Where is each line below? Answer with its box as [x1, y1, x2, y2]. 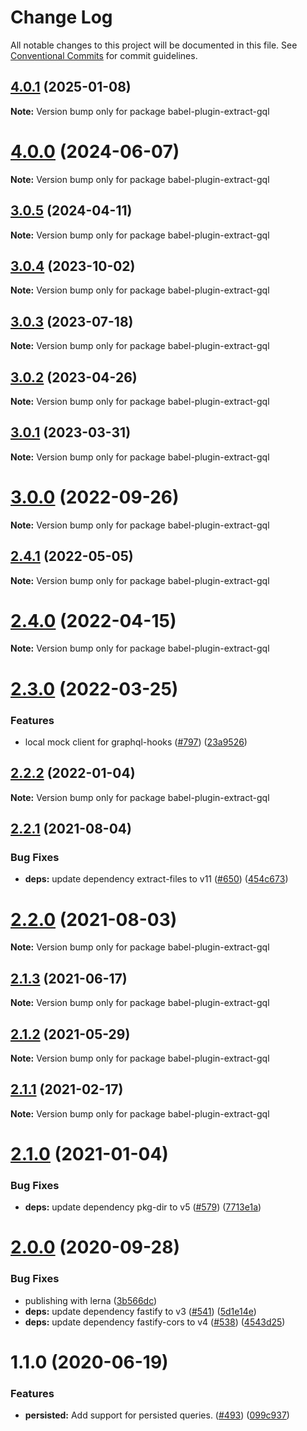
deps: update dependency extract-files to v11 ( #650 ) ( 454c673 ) [24, 873, 289, 885]
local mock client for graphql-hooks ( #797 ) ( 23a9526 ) [24, 736, 248, 748]
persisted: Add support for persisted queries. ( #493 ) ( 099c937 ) [24, 1409, 290, 1421]
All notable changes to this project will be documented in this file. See [10, 39, 298, 51]
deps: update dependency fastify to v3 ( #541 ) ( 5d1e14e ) [24, 1305, 257, 1317]
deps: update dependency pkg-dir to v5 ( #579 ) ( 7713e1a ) [24, 1201, 262, 1213]
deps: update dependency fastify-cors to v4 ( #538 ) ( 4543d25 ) [24, 1316, 286, 1328]
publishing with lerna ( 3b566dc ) [24, 1294, 158, 1306]
